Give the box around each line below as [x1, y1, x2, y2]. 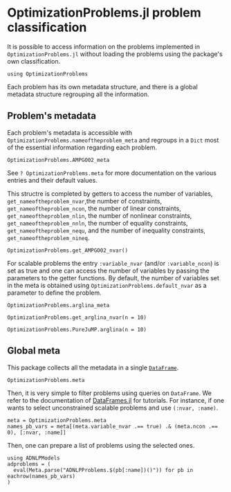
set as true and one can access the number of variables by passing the [7, 266, 210, 275]
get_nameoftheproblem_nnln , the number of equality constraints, [7, 219, 188, 227]
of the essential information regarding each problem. [7, 143, 158, 152]
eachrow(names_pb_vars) [7, 473, 76, 480]
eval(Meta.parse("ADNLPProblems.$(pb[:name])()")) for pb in [13, 466, 194, 473]
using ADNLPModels [7, 455, 60, 462]
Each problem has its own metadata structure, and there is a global [7, 82, 198, 91]
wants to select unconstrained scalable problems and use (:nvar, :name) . [7, 403, 219, 412]
